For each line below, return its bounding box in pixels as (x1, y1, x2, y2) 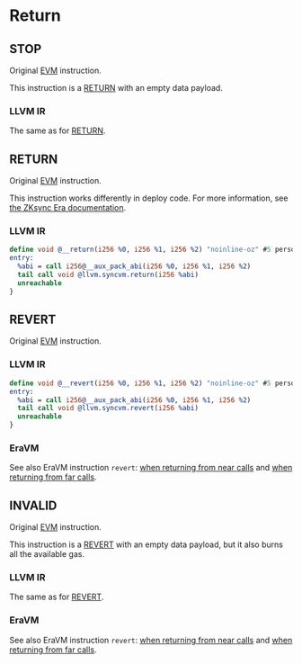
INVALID (9, 498, 58, 513)
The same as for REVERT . (9, 591, 104, 603)
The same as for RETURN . (9, 125, 106, 136)
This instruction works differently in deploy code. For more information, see (9, 193, 289, 203)
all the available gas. (9, 549, 85, 560)
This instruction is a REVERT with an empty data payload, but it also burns (9, 539, 283, 550)
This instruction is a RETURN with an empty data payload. (9, 83, 223, 93)
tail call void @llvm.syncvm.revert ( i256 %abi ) (17, 404, 200, 413)
